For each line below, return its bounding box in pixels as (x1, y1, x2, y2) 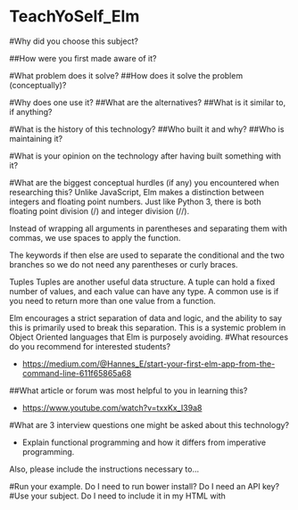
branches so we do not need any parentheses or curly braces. (9, 259, 238, 269)
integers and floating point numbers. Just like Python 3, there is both (9, 196, 261, 207)
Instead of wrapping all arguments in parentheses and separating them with (9, 223, 287, 234)
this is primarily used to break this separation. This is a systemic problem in (9, 322, 286, 333)
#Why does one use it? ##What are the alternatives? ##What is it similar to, (9, 96, 286, 108)
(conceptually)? (9, 79, 67, 90)
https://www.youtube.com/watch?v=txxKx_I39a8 (21, 402, 203, 413)
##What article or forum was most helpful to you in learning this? (9, 385, 248, 396)
